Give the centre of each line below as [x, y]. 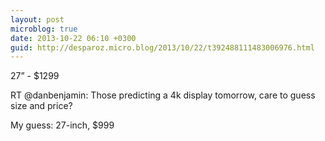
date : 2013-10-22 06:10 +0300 [73, 38]
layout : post [37, 19]
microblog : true [44, 29]
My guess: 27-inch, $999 [62, 125]
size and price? [41, 106]
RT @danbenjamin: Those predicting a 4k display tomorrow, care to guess [163, 95]
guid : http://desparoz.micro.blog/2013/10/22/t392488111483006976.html [162, 47]
